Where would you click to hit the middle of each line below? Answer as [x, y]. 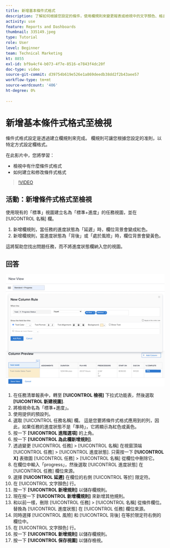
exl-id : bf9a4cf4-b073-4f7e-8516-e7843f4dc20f [55, 64]
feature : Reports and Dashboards [41, 27]
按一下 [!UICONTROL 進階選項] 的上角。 [55, 433]
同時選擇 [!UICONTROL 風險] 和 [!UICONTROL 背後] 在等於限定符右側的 [87, 515]
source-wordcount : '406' [32, 85]
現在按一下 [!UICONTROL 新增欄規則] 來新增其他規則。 [70, 496]
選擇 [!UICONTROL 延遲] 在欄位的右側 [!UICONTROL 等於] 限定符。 [83, 477]
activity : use [21, 21]
